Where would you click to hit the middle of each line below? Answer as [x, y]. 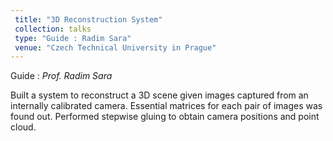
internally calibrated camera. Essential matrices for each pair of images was [166, 106]
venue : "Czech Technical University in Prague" [115, 47]
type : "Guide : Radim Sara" [73, 38]
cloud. [23, 127]
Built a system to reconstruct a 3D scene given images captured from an [159, 95]
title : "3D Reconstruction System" [88, 19]
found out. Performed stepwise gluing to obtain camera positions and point [165, 117]
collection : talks [53, 29]
